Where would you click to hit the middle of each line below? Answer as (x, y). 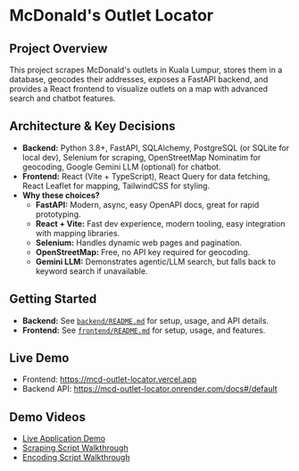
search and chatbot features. (62, 98)
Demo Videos (48, 417)
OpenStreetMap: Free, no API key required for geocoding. (143, 252)
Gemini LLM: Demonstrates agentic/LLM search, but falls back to (156, 261)
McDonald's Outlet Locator (112, 16)
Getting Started (53, 299)
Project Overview (58, 49)
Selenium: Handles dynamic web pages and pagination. (139, 243)
